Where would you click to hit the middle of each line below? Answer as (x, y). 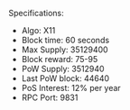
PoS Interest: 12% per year (71, 88)
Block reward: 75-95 (60, 59)
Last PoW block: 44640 (65, 78)
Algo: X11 (38, 30)
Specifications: (36, 13)
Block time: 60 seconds (65, 40)
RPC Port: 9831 (50, 97)
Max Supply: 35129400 (65, 50)
